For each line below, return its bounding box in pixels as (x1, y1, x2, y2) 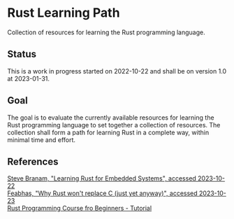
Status (7, 48, 37, 60)
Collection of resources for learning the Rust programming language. (7, 28, 205, 36)
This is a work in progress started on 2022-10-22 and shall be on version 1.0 (7, 66, 227, 75)
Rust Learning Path (7, 5, 120, 21)
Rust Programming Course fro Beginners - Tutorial (7, 204, 152, 213)
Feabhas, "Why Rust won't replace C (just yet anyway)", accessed (7, 189, 198, 197)
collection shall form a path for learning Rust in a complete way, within (7, 128, 210, 136)
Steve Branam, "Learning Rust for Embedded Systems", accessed (7, 174, 197, 183)
